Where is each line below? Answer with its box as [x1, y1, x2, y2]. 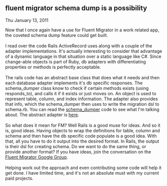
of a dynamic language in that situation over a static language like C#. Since [5, 53, 161, 59]
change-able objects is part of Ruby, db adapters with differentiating [5, 58, 146, 64]
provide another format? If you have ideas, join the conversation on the [5, 149, 151, 155]
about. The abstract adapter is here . [5, 112, 79, 118]
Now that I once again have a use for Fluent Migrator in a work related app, [5, 27, 159, 33]
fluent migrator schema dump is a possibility [5, 4, 147, 12]
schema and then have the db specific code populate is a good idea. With [5, 133, 157, 139]
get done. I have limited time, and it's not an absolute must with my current [5, 170, 159, 176]
